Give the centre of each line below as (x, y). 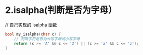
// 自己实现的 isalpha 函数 (31, 25)
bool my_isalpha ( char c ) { (33, 34)
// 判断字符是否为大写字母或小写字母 (47, 39)
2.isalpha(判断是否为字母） (61, 10)
